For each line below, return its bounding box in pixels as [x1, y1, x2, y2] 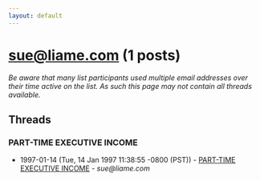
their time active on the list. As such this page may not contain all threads [8, 81, 253, 90]
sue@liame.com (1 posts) [8, 46, 181, 64]
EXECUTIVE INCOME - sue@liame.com [19, 163, 150, 173]
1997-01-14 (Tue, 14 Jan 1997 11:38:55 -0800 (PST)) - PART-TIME [19, 155, 236, 165]
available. [8, 90, 42, 99]
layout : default [8, 11, 63, 20]
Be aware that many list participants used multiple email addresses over [8, 73, 249, 82]
